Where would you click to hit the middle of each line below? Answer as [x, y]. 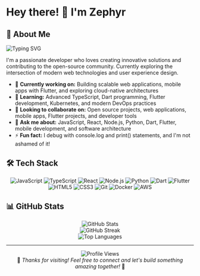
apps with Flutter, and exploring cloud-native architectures [87, 91]
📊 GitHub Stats [35, 207]
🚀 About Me [28, 34]
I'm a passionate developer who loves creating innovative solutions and [94, 60]
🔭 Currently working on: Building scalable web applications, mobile [98, 84]
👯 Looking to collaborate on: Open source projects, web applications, [100, 109]
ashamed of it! [32, 144]
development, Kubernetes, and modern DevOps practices [85, 103]
